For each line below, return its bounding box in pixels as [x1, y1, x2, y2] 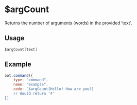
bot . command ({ [4, 73, 34, 78]
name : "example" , [13, 82, 49, 87]
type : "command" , [13, 77, 49, 83]
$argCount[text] [4, 47, 37, 52]
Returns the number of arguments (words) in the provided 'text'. [4, 20, 132, 26]
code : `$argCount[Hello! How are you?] [13, 87, 94, 91]
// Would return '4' [13, 91, 55, 96]
